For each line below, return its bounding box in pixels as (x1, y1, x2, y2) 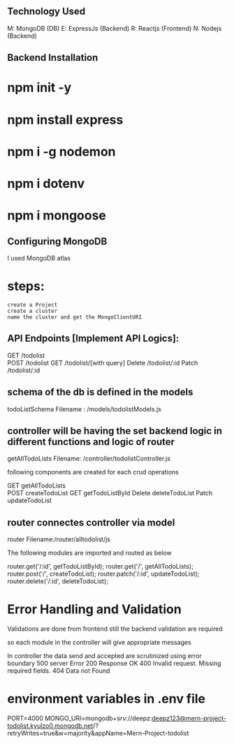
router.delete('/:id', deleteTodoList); (7, 577, 108, 585)
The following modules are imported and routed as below (7, 548, 173, 557)
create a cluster (7, 307, 58, 314)
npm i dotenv (7, 175, 85, 191)
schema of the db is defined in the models (7, 386, 193, 398)
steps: (7, 279, 45, 294)
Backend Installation (7, 52, 98, 64)
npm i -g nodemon (7, 143, 116, 159)
